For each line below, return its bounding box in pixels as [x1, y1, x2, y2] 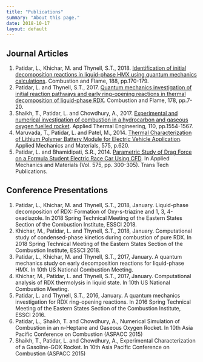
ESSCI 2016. [15, 311, 46, 318]
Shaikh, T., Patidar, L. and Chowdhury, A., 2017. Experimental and [15, 110, 178, 117]
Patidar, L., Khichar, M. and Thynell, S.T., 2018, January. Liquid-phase [15, 201, 189, 208]
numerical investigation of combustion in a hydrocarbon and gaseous [15, 116, 188, 123]
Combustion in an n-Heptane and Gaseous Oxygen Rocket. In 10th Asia [15, 324, 193, 331]
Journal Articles [6, 48, 68, 58]
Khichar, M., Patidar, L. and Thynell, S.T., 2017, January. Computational [15, 272, 191, 279]
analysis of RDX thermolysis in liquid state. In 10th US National [15, 279, 171, 286]
